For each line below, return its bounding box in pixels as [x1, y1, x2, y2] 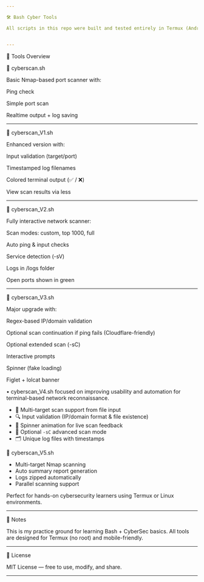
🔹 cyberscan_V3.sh [6, 293, 55, 301]
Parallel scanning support [15, 480, 80, 487]
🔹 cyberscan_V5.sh [6, 449, 55, 456]
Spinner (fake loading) [6, 364, 62, 371]
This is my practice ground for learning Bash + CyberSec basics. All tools [6, 527, 189, 535]
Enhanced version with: [6, 140, 65, 148]
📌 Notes [6, 516, 27, 523]
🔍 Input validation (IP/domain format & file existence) [15, 413, 149, 420]
